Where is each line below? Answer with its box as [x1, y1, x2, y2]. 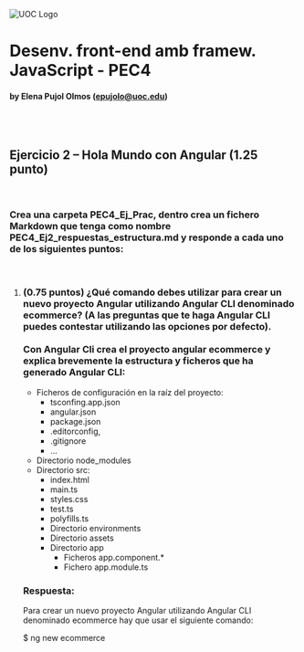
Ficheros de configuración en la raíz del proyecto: [36, 386, 224, 397]
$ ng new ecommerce [22, 633, 106, 644]
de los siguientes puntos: [9, 243, 124, 256]
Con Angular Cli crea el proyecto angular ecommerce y [22, 343, 271, 356]
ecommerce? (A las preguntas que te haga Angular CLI [22, 309, 271, 321]
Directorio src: [36, 464, 90, 475]
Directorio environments [49, 522, 142, 533]
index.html [49, 474, 89, 485]
